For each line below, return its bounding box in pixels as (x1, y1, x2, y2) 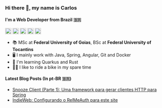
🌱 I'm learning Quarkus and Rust (12, 59, 79, 65)
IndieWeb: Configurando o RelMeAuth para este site (12, 97, 118, 103)
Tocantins (12, 47, 34, 53)
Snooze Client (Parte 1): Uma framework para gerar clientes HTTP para (12, 87, 157, 93)
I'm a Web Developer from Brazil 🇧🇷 (5, 17, 81, 23)
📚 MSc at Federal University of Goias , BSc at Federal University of (12, 39, 152, 46)
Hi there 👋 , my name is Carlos (5, 4, 78, 11)
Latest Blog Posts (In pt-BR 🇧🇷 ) (5, 76, 72, 81)
